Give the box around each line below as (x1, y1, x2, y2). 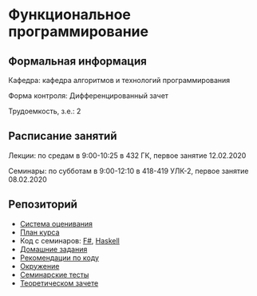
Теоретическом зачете (19, 278, 99, 288)
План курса (19, 227, 60, 237)
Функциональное (8, 6, 132, 24)
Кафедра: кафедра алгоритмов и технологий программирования (8, 76, 231, 85)
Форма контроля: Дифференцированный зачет (8, 91, 169, 101)
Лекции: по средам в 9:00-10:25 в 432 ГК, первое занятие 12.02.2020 (8, 150, 247, 160)
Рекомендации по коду (19, 253, 100, 262)
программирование (8, 22, 149, 41)
